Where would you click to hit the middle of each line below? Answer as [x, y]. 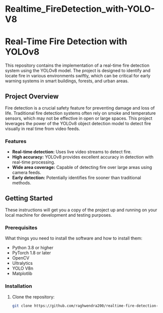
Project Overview [32, 96]
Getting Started [29, 198]
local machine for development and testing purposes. [59, 215]
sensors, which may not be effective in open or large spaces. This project [79, 118]
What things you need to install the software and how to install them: [74, 238]
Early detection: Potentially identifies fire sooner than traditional [76, 178]
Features [16, 141]
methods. [22, 183]
